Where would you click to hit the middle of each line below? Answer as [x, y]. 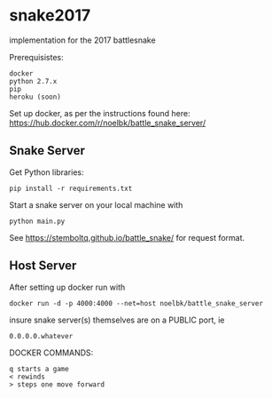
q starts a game [39, 369]
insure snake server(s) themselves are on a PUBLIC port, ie [117, 320]
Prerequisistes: [36, 57]
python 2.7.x [33, 81]
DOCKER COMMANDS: [51, 353]
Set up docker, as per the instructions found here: [100, 113]
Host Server [43, 266]
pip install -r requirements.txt [71, 188]
